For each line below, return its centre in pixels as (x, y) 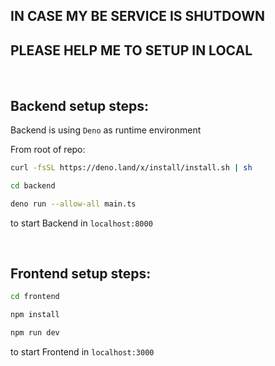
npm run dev (35, 333)
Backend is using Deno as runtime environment (106, 130)
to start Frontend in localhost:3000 (82, 352)
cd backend (33, 185)
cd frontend (35, 297)
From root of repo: (48, 150)
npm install (35, 315)
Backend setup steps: (79, 105)
